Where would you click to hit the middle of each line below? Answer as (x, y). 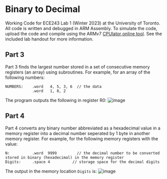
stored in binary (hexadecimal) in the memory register (64, 157)
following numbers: (25, 77)
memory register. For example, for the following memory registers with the (82, 138)
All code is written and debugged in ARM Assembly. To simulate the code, (81, 28)
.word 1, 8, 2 (49, 91)
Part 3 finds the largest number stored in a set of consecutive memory (77, 66)
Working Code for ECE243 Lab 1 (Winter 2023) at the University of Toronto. (83, 23)
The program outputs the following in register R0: (56, 100)
